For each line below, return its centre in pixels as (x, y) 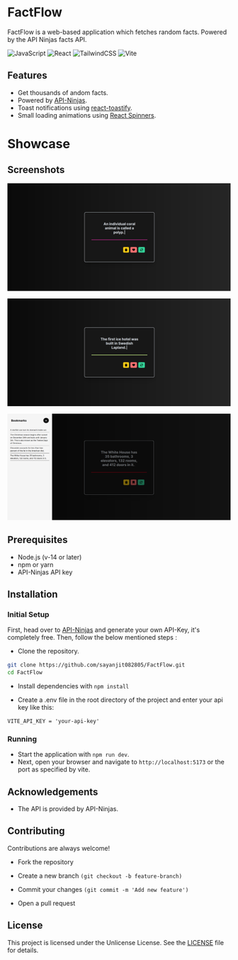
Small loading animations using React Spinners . (87, 115)
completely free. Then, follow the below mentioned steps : (92, 637)
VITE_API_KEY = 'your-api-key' (53, 721)
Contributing (36, 831)
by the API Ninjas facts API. (47, 39)
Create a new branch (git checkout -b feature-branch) (100, 876)
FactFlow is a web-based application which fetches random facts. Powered (117, 32)
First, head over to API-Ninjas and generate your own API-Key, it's (104, 630)
